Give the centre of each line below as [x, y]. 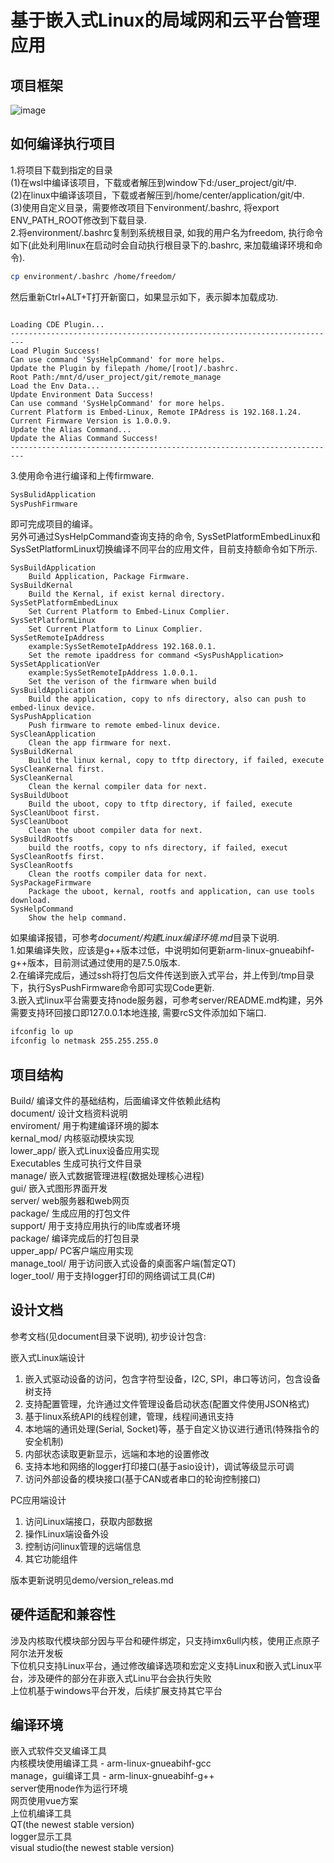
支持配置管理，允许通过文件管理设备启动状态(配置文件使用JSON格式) [167, 1403]
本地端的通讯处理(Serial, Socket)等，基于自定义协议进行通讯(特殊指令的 [172, 1428]
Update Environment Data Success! [82, 394]
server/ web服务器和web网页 [70, 1200]
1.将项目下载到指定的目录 [61, 170]
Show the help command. [78, 918]
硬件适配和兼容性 [63, 1614]
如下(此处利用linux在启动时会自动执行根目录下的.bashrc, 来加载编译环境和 [162, 245]
